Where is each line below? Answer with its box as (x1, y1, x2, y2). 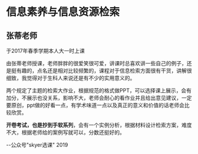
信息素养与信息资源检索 (6, 5, 120, 19)
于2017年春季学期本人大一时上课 (6, 48, 85, 54)
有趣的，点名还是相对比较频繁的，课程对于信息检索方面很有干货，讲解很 (16, 67, 192, 74)
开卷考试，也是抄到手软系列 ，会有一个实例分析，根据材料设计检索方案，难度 (6, 122, 192, 128)
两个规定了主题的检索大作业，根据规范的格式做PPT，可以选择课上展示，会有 (6, 87, 192, 94)
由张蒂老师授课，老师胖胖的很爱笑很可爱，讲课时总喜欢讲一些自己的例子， (6, 60, 187, 66)
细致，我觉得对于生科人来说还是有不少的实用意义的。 (6, 75, 136, 81)
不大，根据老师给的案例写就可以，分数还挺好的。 (6, 129, 125, 136)
